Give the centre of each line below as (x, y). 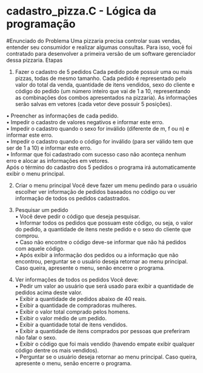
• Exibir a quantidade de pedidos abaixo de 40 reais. (81, 299)
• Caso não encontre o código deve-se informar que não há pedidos (101, 242)
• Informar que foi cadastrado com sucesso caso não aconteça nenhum (96, 154)
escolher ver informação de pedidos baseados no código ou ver (95, 191)
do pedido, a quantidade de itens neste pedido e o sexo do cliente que (103, 229)
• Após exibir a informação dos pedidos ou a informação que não (97, 255)
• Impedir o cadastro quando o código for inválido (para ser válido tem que (100, 141)
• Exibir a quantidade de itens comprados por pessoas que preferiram (102, 331)
